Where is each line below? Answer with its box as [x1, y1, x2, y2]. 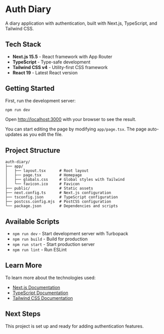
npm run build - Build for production [12, 236, 88, 242]
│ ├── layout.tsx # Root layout [5, 168, 89, 173]
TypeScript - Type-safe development [12, 59, 91, 65]
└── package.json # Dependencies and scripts [5, 204, 118, 209]
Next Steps [5, 310, 41, 318]
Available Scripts [5, 217, 59, 226]
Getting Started [5, 84, 55, 93]
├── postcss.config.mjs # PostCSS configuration [5, 199, 112, 205]
